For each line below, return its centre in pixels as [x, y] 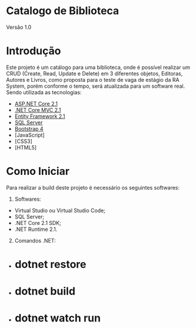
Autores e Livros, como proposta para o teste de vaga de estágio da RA [93, 79]
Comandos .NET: [35, 240]
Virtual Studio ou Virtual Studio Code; [60, 210]
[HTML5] [26, 147]
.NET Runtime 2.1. [36, 229]
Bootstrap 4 [29, 128]
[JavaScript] [30, 135]
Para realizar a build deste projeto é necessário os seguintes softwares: [93, 187]
